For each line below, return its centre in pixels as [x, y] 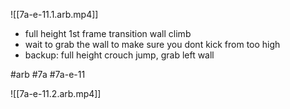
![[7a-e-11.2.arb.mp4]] [56, 93]
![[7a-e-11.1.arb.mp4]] [54, 14]
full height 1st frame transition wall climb [108, 33]
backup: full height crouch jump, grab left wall [119, 55]
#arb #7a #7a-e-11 [48, 74]
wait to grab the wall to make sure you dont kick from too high [152, 44]
